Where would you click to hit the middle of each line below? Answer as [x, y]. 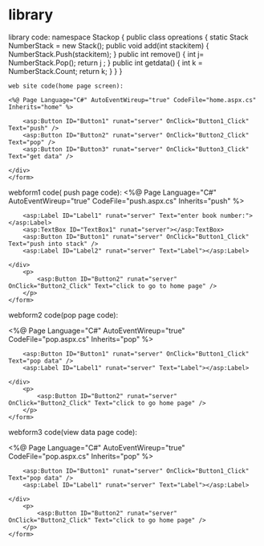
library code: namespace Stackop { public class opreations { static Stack [128, 37]
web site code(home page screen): [66, 86]
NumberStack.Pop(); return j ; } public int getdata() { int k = [106, 63]
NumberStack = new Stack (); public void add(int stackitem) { [109, 45]
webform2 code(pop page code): [63, 314]
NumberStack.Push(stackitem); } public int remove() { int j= [106, 54]
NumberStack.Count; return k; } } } [65, 71]
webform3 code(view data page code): [73, 432]
